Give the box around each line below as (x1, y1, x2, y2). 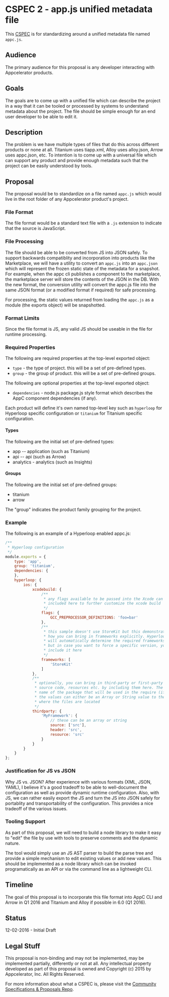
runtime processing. (5, 331, 47, 338)
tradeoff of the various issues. (5, 805, 68, 811)
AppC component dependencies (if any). (12, 395, 97, 401)
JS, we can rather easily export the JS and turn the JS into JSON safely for (5, 795, 160, 801)
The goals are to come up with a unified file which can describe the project (5, 97, 161, 104)
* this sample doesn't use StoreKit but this (43, 629, 141, 634)
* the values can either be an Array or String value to (34, 695, 156, 700)
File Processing (5, 238, 44, 245)
